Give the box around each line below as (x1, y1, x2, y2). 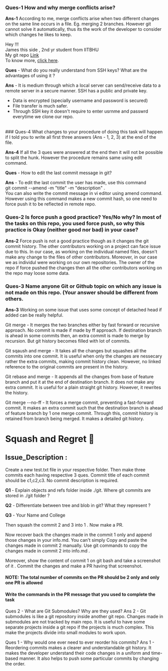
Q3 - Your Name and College (5, 512, 66, 518)
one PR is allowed (5, 580, 43, 586)
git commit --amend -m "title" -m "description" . (5, 185, 105, 191)
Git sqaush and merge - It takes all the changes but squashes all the (5, 347, 147, 353)
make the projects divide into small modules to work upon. (5, 629, 127, 635)
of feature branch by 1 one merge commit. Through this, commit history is (5, 410, 158, 416)
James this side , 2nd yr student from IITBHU (5, 47, 99, 53)
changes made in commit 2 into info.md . (5, 547, 90, 554)
